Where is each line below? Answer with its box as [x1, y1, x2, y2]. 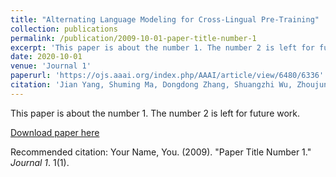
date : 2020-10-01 [10, 52, 83, 62]
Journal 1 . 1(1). [10, 156, 70, 168]
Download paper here [10, 126, 100, 138]
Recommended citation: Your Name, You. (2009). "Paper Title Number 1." [10, 146, 312, 158]
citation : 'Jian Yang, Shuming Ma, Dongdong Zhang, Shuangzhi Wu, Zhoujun [10, 80, 329, 90]
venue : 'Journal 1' [10, 61, 92, 71]
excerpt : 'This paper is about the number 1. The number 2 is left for [10, 42, 315, 53]
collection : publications [10, 24, 118, 34]
